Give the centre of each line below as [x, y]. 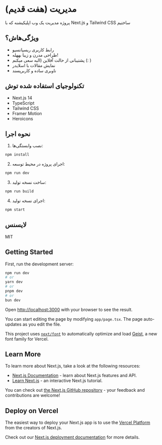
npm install [17, 155]
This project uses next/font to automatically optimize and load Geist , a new [81, 333]
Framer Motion [27, 113]
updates [13, 324]
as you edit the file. [42, 324]
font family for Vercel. [27, 339]
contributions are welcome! [33, 396]
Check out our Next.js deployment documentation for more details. [72, 437]
